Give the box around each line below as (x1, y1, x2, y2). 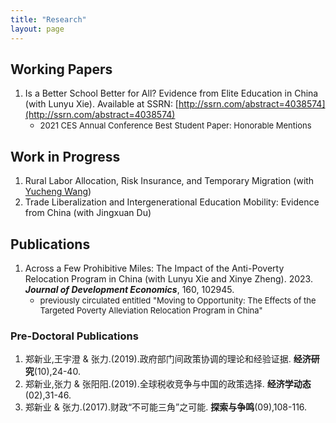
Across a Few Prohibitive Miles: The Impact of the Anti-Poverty (24, 262, 285, 274)
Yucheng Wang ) (24, 186, 92, 198)
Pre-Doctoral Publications (10, 329, 139, 343)
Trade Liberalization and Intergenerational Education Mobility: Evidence (24, 196, 320, 208)
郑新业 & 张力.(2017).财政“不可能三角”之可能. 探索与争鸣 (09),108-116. (24, 401, 308, 413)
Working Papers (10, 61, 113, 78)
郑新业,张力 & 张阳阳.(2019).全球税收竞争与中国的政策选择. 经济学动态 (24, 378, 312, 390)
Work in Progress (10, 148, 121, 165)
